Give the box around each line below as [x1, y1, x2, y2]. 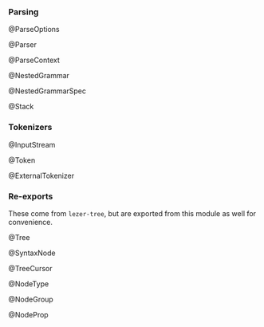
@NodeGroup [8, 294, 53, 304]
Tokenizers [8, 122, 53, 133]
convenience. [8, 217, 53, 227]
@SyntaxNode [8, 248, 56, 258]
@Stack [8, 102, 34, 112]
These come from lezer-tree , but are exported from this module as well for [8, 208, 257, 218]
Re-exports [8, 191, 53, 202]
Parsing [8, 6, 39, 18]
